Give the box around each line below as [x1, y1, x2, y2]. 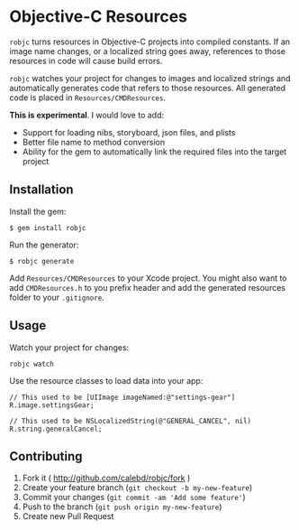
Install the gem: [9, 206, 67, 217]
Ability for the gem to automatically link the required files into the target [22, 146, 287, 157]
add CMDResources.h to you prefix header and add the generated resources [9, 282, 286, 293]
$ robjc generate [9, 256, 75, 265]
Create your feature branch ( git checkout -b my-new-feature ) [22, 482, 253, 493]
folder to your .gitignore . [9, 292, 105, 302]
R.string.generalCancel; [9, 424, 103, 433]
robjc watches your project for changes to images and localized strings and [9, 72, 291, 83]
